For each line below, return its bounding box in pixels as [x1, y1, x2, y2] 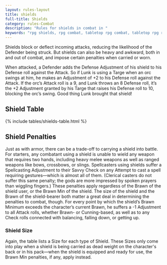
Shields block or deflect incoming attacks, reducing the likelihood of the [5, 44, 153, 50]
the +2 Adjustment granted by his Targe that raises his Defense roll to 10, [5, 86, 154, 91]
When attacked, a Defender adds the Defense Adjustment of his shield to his [5, 64, 162, 70]
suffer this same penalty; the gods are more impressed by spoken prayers [5, 177, 157, 183]
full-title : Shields [5, 16, 48, 21]
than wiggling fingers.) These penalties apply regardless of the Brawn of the [5, 182, 162, 189]
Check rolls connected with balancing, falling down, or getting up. [5, 214, 140, 220]
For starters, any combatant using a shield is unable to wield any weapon [5, 151, 155, 157]
